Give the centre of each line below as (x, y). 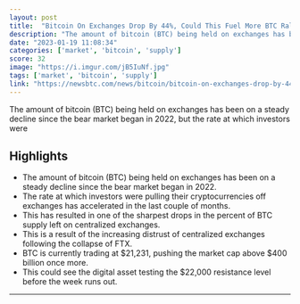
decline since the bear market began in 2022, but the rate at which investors (150, 119)
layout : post (33, 17)
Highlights (39, 156)
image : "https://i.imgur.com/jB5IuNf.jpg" (89, 68)
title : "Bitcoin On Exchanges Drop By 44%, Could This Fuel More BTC (143, 26)
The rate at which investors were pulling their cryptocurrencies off (144, 196)
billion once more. (55, 263)
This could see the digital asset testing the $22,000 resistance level (146, 272)
